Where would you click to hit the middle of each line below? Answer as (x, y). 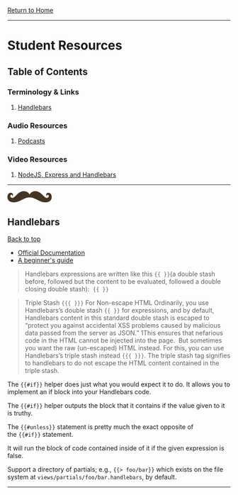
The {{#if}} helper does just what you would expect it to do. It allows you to (119, 384)
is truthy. (20, 413)
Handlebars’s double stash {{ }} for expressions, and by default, (119, 311)
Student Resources (65, 46)
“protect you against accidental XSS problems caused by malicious (123, 326)
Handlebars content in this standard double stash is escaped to (117, 318)
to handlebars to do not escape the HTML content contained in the (122, 363)
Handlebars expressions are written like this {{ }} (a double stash (120, 274)
